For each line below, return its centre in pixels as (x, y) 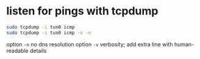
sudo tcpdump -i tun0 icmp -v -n (49, 33)
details (38, 51)
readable (17, 51)
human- (184, 44)
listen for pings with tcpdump (82, 11)
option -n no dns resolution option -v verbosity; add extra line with (90, 44)
